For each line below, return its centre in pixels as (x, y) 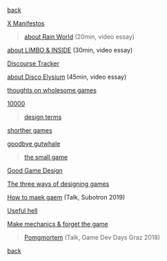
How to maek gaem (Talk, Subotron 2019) (66, 197)
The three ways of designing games (58, 184)
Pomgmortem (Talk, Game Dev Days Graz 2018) (92, 237)
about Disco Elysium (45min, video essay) (67, 77)
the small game (46, 157)
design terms (43, 117)
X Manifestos (26, 23)
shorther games (30, 130)
